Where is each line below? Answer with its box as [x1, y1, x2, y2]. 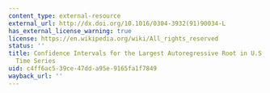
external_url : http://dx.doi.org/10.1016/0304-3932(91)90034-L [8, 19, 226, 27]
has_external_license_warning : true [8, 27, 132, 35]
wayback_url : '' [8, 72, 63, 80]
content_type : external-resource [8, 11, 121, 20]
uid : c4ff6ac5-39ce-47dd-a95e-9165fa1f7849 [8, 65, 158, 73]
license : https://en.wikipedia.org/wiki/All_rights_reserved [8, 34, 219, 43]
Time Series [15, 57, 57, 66]
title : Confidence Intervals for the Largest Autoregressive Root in [8, 49, 248, 57]
